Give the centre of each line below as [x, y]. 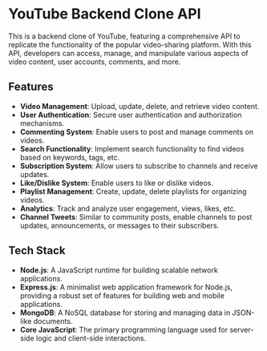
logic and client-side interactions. [91, 338]
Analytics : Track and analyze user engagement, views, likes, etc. [128, 208]
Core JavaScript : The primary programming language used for [124, 329]
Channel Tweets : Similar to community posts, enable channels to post [136, 216]
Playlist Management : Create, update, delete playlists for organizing [133, 191]
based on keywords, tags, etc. [70, 157]
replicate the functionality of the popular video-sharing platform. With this [130, 44]
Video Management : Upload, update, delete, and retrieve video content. [140, 106]
